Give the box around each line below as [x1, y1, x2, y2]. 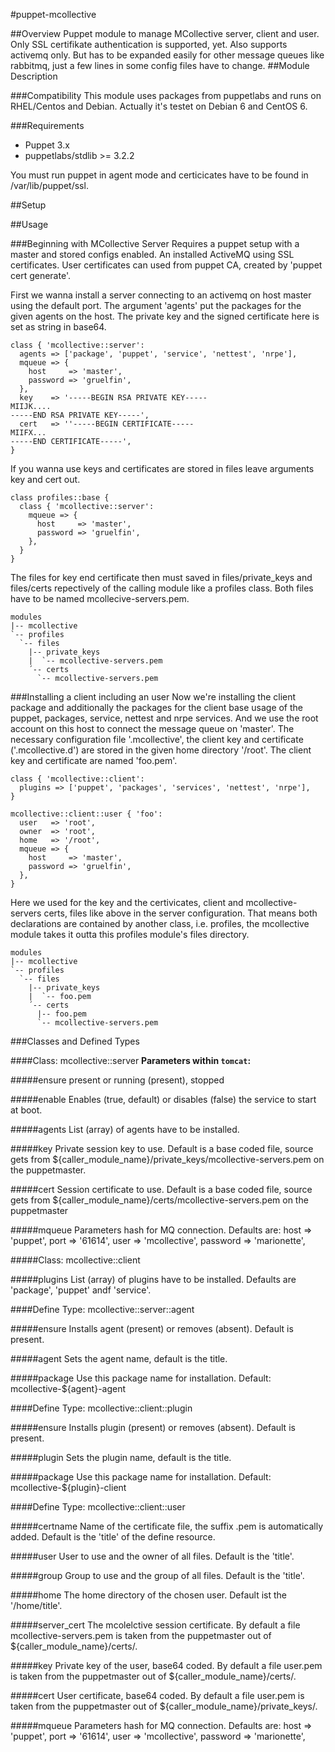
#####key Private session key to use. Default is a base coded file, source [10, 1143, 314, 1154]
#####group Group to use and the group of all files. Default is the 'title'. [10, 1570, 305, 1581]
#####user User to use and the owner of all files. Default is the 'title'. [10, 1550, 295, 1562]
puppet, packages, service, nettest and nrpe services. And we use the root [10, 712, 319, 724]
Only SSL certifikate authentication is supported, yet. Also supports [10, 39, 288, 50]
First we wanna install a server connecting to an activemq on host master [10, 289, 312, 301]
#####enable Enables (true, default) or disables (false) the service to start [10, 1094, 317, 1105]
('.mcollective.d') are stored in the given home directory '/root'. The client [10, 744, 312, 756]
